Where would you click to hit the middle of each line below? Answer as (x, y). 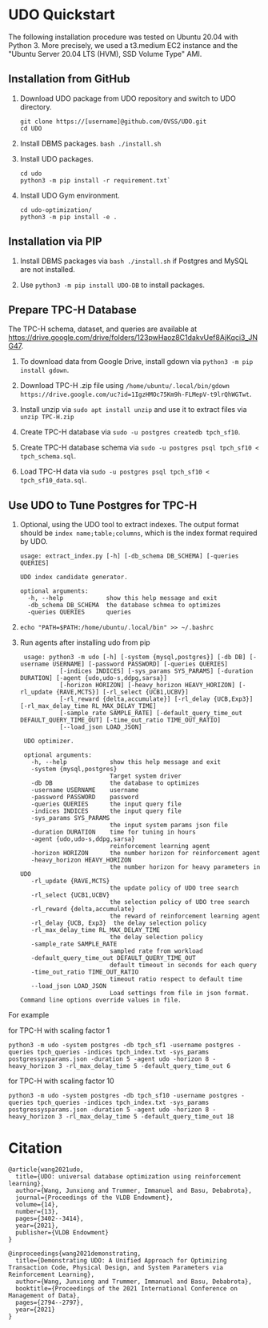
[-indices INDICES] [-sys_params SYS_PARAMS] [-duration (156, 671)
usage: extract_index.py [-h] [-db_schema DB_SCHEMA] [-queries (129, 556)
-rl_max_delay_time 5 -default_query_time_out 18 (150, 1117)
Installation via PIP (55, 242)
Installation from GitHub (69, 79)
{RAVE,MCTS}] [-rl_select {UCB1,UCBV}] (122, 692)
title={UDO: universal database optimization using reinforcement (128, 1177)
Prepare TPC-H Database (73, 310)
